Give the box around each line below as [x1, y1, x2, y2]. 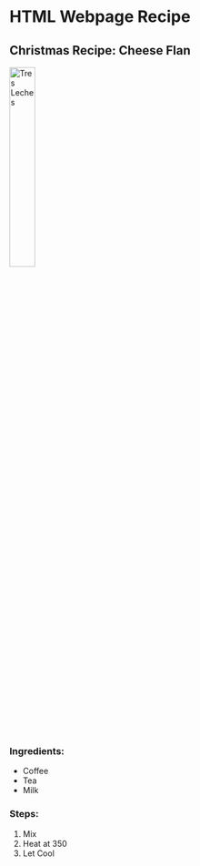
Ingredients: [9, 744, 65, 757]
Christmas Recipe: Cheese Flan [9, 43, 191, 58]
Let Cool [22, 848, 55, 859]
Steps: [9, 808, 39, 821]
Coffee [22, 766, 49, 777]
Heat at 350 [22, 838, 68, 849]
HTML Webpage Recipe [9, 6, 191, 27]
